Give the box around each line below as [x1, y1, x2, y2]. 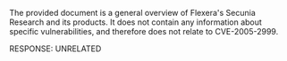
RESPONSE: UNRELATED [9, 43, 102, 54]
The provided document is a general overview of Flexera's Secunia [9, 8, 257, 18]
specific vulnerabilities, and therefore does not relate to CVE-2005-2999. [9, 27, 279, 36]
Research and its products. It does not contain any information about [9, 17, 262, 27]
